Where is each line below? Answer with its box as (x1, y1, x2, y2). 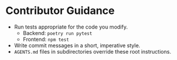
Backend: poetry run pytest (22, 29, 93, 36)
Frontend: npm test (22, 36, 69, 43)
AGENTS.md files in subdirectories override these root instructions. (14, 48, 172, 55)
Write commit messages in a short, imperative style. (14, 42, 140, 49)
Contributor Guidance (5, 4, 115, 17)
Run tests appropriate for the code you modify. (14, 23, 128, 30)
